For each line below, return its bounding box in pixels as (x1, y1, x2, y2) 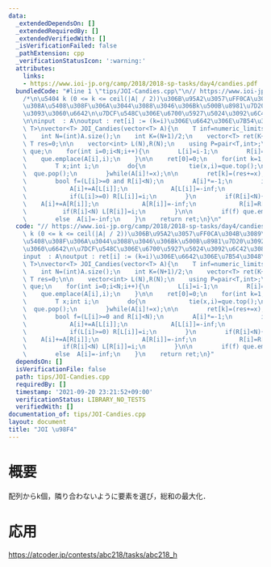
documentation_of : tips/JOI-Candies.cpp (8, 410, 147, 419)
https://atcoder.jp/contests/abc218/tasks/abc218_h (8, 549, 177, 559)
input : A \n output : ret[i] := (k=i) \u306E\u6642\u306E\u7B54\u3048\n (23, 252, 269, 260)
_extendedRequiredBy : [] (15, 27, 99, 35)
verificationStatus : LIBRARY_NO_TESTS (15, 396, 147, 404)
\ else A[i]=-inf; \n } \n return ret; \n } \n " (23, 215, 222, 223)
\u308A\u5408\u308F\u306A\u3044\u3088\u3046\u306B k (23, 102, 200, 110)
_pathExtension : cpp (15, 49, 85, 57)
